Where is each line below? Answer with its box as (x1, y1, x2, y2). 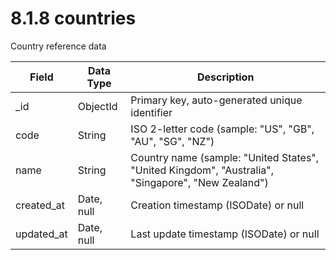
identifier (130, 105, 173, 119)
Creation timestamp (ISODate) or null (130, 198, 305, 212)
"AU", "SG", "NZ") (130, 134, 215, 148)
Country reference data (10, 40, 107, 52)
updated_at (15, 227, 68, 241)
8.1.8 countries (10, 7, 137, 30)
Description (196, 70, 255, 84)
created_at (15, 198, 66, 212)
